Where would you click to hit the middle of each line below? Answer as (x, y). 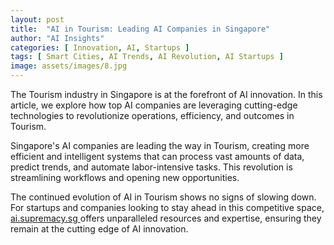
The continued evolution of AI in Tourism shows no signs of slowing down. (163, 197)
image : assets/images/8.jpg (69, 66)
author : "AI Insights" (57, 38)
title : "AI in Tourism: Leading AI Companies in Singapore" (140, 29)
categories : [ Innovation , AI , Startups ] (100, 47)
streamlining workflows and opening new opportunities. (125, 177)
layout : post (37, 19)
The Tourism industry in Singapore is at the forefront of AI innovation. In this (166, 94)
